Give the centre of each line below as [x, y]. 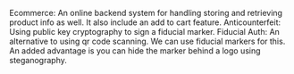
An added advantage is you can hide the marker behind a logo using [135, 51]
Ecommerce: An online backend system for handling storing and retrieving [146, 13]
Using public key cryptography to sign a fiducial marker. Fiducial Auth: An [144, 32]
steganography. [38, 60]
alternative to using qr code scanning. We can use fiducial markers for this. [147, 41]
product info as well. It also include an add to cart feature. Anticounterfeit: [145, 22]
